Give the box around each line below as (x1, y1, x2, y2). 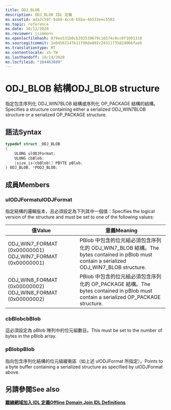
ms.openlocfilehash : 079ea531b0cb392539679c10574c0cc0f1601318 (5, 36, 142, 41)
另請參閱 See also (5, 385, 60, 394)
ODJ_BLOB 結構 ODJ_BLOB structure (5, 83, 160, 94)
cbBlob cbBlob (5, 315, 41, 322)
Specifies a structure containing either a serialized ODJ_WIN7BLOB (5, 106, 146, 112)
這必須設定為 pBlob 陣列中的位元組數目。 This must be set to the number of (5, 327, 163, 333)
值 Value (31, 227, 51, 234)
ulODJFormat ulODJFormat (5, 196, 72, 203)
